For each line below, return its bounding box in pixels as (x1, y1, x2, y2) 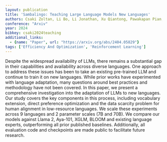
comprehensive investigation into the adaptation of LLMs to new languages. (5, 90, 161, 96)
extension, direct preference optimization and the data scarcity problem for (5, 100, 160, 106)
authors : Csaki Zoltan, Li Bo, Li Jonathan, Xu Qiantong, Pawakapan (5, 16, 151, 21)
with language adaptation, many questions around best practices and (5, 79, 148, 85)
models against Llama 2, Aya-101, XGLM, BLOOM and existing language (5, 116, 152, 122)
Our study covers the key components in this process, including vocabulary (5, 95, 161, 101)
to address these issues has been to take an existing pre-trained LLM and (5, 68, 156, 75)
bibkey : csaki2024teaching (5, 30, 61, 35)
